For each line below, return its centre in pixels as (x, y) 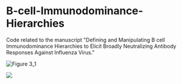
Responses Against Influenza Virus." (50, 52)
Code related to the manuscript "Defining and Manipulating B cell (86, 40)
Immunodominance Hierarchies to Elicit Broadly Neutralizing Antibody (91, 46)
